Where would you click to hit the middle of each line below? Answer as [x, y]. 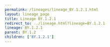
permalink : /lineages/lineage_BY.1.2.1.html [52, 10]
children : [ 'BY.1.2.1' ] [29, 37]
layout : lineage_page [27, 14]
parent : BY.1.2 [20, 32]
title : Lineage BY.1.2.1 [30, 19]
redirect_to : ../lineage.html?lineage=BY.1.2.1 [55, 23]
